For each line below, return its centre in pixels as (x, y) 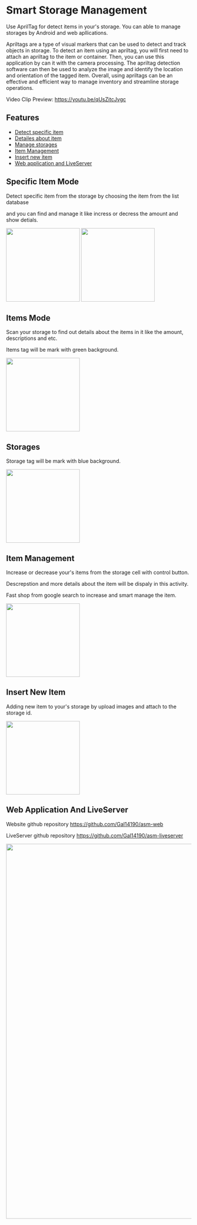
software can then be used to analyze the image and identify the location (95, 69)
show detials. (22, 220)
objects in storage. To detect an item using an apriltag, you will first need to (97, 50)
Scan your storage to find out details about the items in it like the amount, (95, 332)
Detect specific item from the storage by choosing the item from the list (93, 196)
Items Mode (29, 318)
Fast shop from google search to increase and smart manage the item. (91, 595)
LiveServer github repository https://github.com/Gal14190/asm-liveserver (95, 835)
